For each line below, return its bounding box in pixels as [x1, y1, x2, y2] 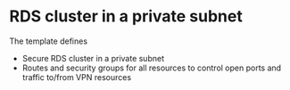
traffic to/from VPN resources [21, 71, 132, 82]
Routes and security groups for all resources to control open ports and [21, 62, 282, 73]
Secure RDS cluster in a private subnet [21, 53, 165, 63]
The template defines [9, 36, 87, 46]
